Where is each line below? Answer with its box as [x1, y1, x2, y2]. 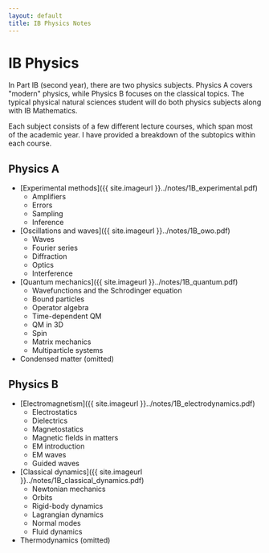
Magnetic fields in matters [31, 433, 119, 443]
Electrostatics [31, 408, 78, 417]
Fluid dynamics [31, 527, 83, 537]
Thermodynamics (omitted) [19, 535, 111, 545]
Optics [31, 260, 55, 270]
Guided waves [31, 459, 80, 469]
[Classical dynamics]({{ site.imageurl [19, 467, 143, 477]
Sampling [31, 209, 63, 219]
